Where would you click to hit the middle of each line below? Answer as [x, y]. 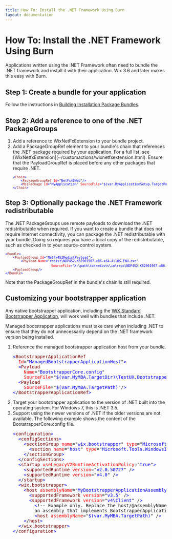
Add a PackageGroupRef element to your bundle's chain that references [89, 147]
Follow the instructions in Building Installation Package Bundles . [72, 105]
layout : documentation [29, 15]
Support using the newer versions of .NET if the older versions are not [87, 413]
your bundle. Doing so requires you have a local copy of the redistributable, [85, 239]
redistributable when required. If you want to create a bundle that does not [84, 229]
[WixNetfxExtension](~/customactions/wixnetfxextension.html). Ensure [88, 157]
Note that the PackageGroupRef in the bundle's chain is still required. [78, 282]
